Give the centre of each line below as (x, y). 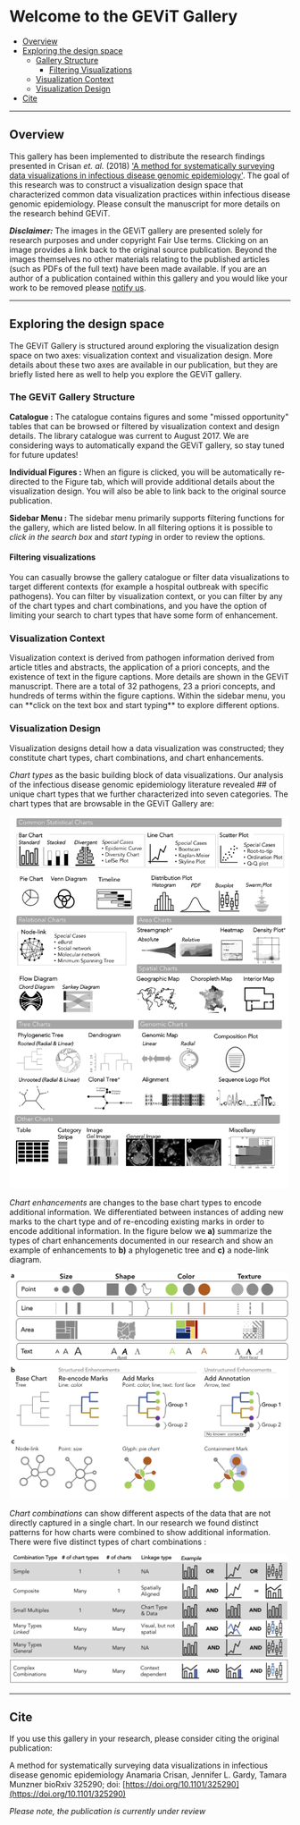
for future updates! (44, 454)
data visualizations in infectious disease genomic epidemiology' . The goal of (150, 175)
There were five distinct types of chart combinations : (108, 1542)
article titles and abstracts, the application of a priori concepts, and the (140, 667)
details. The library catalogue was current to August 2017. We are (129, 435)
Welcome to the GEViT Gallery (124, 17)
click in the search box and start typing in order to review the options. (137, 537)
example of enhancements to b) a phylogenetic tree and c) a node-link (139, 1250)
